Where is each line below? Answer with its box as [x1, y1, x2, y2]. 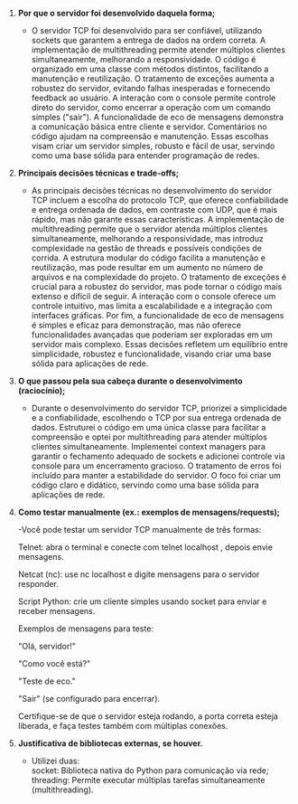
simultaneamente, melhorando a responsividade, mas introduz [31, 233, 265, 243]
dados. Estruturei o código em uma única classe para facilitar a [31, 422, 266, 432]
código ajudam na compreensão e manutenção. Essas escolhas [31, 131, 269, 141]
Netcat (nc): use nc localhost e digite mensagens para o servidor [17, 569, 260, 580]
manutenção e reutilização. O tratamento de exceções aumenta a [31, 73, 275, 84]
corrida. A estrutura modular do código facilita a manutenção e [31, 252, 266, 263]
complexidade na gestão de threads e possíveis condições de [31, 243, 262, 253]
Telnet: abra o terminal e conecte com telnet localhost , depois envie [17, 542, 274, 553]
